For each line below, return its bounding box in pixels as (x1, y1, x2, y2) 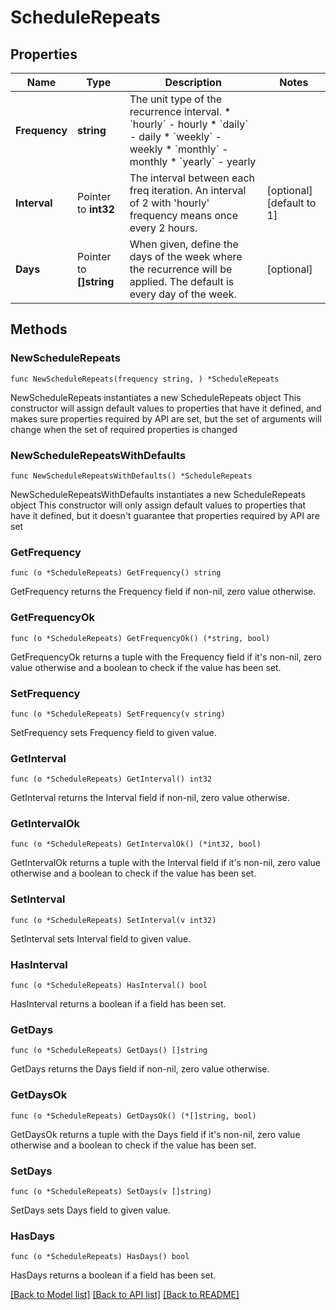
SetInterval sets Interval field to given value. (10, 932, 192, 945)
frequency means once (129, 209, 238, 222)
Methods (10, 321, 68, 338)
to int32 (77, 202, 115, 216)
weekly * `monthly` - (129, 142, 229, 156)
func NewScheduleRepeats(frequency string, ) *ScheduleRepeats (10, 374, 280, 384)
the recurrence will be (129, 262, 233, 276)
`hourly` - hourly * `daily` (129, 117, 249, 131)
